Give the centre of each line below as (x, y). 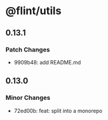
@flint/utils (33, 11)
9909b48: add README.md (47, 62)
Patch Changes (28, 50)
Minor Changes (28, 98)
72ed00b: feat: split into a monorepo (58, 111)
